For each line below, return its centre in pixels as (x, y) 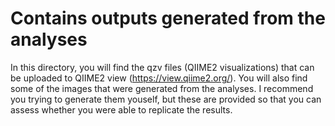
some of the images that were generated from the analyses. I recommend (162, 88)
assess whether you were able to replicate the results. (121, 109)
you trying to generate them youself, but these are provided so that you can (166, 99)
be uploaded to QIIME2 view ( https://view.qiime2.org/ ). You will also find (159, 78)
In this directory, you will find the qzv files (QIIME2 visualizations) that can (162, 67)
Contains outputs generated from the (168, 18)
